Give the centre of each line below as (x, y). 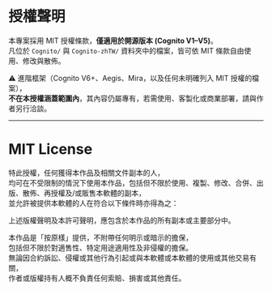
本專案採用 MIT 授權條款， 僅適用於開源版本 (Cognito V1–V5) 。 (113, 41)
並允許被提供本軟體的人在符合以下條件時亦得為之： (93, 203)
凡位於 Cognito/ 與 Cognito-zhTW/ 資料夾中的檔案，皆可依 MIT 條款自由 (126, 50)
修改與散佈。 (44, 61)
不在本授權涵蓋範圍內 (44, 98)
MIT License (51, 149)
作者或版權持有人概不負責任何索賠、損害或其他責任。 (97, 278)
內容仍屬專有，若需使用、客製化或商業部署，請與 (174, 98)
